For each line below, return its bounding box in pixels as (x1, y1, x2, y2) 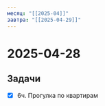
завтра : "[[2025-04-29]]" (7, 16, 81, 23)
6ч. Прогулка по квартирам (16, 91, 98, 99)
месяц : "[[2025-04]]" (7, 10, 69, 17)
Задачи (7, 73, 41, 85)
